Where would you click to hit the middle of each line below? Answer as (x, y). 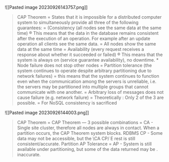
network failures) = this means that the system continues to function (88, 76)
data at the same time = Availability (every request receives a (80, 49)
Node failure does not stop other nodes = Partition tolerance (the (84, 65)
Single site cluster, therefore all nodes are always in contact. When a (88, 128)
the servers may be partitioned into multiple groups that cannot (83, 87)
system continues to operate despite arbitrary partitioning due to (84, 71)
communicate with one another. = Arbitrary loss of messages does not (90, 92)
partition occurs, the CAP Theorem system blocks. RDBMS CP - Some (90, 133)
